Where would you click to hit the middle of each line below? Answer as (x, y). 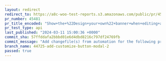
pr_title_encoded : (24, 23)
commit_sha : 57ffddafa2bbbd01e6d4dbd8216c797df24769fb (62, 37)
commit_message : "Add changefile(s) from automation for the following (80, 42)
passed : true (18, 51)
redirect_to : (18, 14)
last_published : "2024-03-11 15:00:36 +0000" (52, 32)
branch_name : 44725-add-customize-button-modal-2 (57, 46)
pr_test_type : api (24, 28)
